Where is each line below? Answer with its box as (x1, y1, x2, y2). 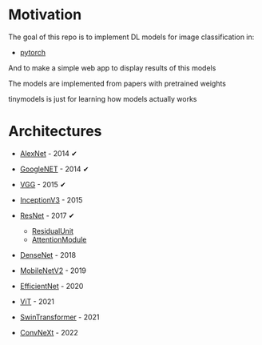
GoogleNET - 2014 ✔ (19, 164, 89, 174)
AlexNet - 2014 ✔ (19, 148, 77, 158)
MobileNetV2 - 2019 (19, 266, 86, 275)
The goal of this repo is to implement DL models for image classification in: (8, 32, 255, 42)
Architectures (8, 122, 102, 141)
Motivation (8, 6, 82, 24)
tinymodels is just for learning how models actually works (8, 94, 197, 103)
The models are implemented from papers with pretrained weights (8, 78, 226, 88)
